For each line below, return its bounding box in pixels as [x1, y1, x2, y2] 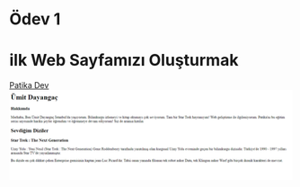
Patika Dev [9, 80, 49, 91]
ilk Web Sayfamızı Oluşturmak [9, 50, 239, 71]
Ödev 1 [9, 9, 61, 30]
